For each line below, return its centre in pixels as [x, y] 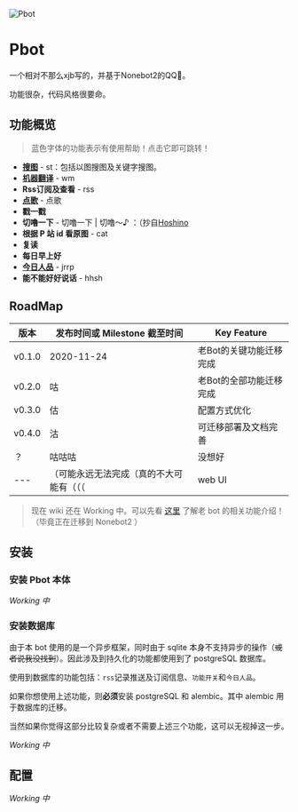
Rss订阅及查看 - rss [58, 189]
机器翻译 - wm [48, 178]
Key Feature [241, 332]
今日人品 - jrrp [48, 267]
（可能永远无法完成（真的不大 [112, 474]
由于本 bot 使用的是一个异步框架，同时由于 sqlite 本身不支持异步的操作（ [142, 647]
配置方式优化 [224, 410]
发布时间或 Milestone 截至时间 [119, 333]
